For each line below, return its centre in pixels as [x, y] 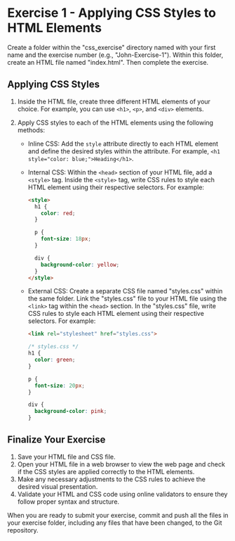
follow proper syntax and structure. [68, 502]
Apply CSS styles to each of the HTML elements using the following [115, 122]
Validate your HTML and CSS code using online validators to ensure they [122, 494]
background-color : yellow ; [80, 265]
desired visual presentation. [58, 486]
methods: [31, 130]
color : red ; [58, 213]
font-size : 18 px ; [66, 239]
